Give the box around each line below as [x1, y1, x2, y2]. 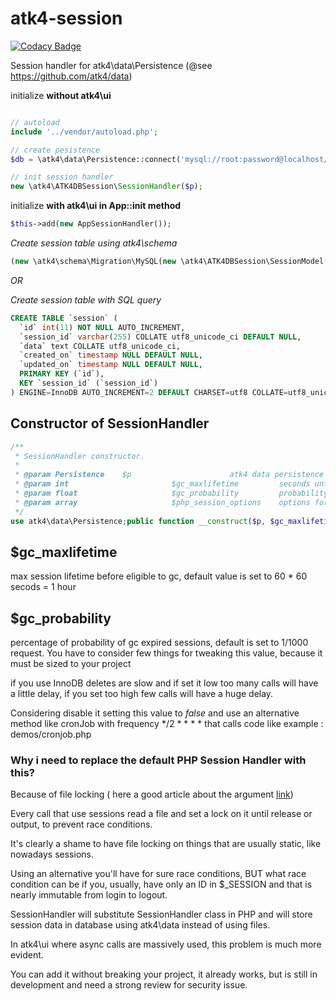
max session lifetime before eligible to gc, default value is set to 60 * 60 [10, 570, 308, 582]
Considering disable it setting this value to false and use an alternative [10, 707, 300, 719]
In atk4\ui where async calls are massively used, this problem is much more [10, 938, 322, 951]
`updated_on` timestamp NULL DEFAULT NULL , [19, 360, 203, 370]
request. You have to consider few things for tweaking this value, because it [10, 647, 323, 659]
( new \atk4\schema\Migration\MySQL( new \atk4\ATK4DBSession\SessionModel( [10, 257, 329, 267]
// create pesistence [10, 145, 101, 155]
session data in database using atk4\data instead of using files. [10, 919, 271, 931]
